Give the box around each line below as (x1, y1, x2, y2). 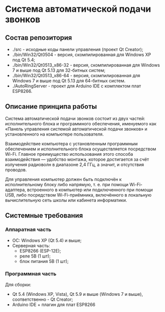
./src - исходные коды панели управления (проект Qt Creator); (12, 47, 143, 52)
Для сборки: (5, 282, 31, 287)
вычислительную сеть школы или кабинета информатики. (5, 197, 127, 203)
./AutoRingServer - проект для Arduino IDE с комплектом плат (12, 83, 141, 89)
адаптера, (5, 187, 26, 193)
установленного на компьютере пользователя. (5, 131, 104, 137)
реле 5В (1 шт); (19, 253, 51, 259)
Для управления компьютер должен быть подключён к (5, 176, 122, 182)
